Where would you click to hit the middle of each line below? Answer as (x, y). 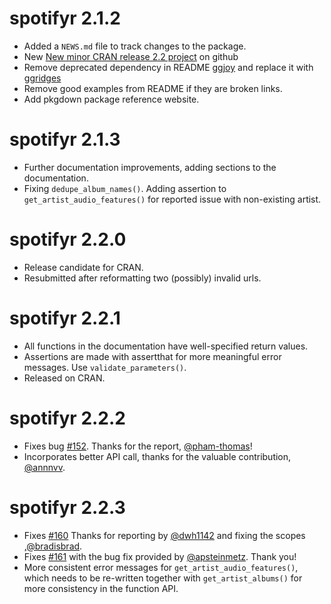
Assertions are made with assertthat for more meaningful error (152, 356)
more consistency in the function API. (101, 588)
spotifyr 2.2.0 (68, 239)
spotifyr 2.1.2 (65, 18)
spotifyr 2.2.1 (65, 318)
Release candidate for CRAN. (83, 267)
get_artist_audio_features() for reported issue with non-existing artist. (172, 199)
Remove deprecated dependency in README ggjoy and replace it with (168, 67)
